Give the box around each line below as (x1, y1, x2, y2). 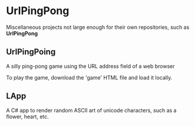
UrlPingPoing (6, 47, 56, 57)
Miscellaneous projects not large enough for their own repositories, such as (6, 24, 190, 31)
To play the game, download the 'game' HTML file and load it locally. (6, 74, 173, 81)
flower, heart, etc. (6, 113, 49, 120)
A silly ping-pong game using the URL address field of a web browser (6, 62, 175, 69)
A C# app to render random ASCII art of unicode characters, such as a (6, 107, 177, 114)
